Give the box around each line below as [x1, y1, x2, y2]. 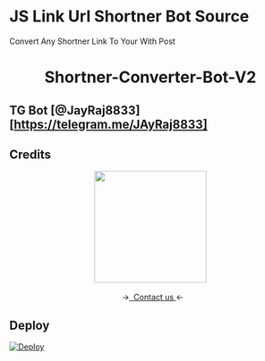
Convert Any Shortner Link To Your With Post [9, 36, 176, 46]
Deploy [9, 317, 50, 332]
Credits [9, 147, 52, 162]
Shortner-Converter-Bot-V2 [44, 67, 257, 88]
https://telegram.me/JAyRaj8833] [13, 116, 208, 131]
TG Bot [9, 103, 48, 118]
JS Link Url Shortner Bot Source [9, 6, 250, 27]
